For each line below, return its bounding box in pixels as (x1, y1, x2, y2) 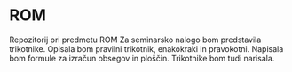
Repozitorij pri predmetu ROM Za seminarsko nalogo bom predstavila (9, 34, 262, 45)
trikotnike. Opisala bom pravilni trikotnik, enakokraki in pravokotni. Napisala (9, 43, 284, 54)
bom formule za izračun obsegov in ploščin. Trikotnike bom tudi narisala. (9, 53, 275, 63)
